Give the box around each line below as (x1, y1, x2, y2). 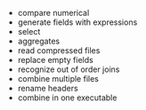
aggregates (17, 35, 61, 46)
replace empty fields (17, 55, 93, 65)
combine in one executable (17, 92, 118, 103)
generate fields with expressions (17, 17, 138, 27)
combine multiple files (17, 74, 100, 83)
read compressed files (17, 45, 101, 56)
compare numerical (17, 8, 90, 18)
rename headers (17, 83, 78, 93)
